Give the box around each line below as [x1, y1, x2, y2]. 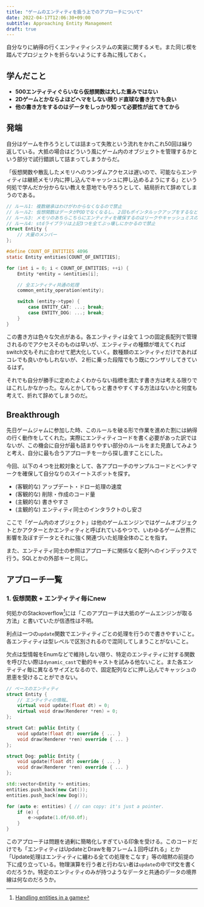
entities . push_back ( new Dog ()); [6, 792, 88, 798]
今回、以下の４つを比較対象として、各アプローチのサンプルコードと [6, 462, 176, 470]
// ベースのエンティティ [6, 686, 59, 692]
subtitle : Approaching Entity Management [6, 20, 113, 26]
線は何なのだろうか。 [6, 876, 59, 883]
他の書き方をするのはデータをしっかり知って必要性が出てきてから [15, 103, 180, 110]
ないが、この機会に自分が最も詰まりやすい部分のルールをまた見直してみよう [6, 442, 198, 449]
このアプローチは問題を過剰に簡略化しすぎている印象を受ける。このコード [6, 838, 192, 845]
